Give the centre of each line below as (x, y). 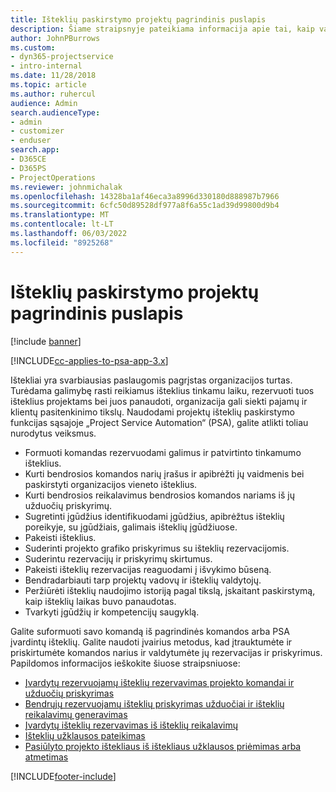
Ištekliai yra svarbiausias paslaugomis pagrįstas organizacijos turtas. (151, 380)
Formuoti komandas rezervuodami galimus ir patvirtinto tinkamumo (163, 452)
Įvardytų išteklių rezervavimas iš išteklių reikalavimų (131, 725)
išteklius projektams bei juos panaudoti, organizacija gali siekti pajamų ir (159, 401)
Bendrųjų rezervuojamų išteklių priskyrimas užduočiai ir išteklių (154, 703)
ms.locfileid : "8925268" (62, 242)
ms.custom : (33, 47)
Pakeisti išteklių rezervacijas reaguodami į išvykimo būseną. (148, 569)
